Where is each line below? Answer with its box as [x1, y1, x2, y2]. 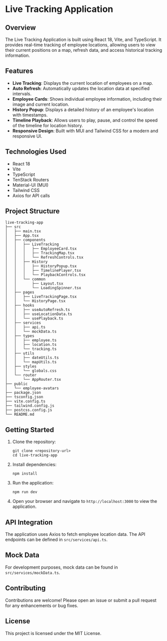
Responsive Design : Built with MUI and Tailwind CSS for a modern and [12, 128, 159, 134]
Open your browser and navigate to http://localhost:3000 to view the [12, 498, 158, 504]
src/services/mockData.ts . [5, 569, 60, 575]
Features [5, 67, 33, 75]
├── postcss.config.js [5, 408, 52, 413]
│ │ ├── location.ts [5, 342, 57, 347]
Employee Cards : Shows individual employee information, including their [12, 96, 162, 102]
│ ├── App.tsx [5, 233, 39, 238]
